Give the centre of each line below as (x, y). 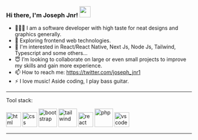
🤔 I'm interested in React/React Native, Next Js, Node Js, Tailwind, (95, 47)
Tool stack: (19, 100)
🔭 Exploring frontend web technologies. (62, 41)
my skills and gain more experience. (58, 66)
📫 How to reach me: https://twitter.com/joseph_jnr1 (77, 72)
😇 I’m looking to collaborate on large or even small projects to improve (100, 60)
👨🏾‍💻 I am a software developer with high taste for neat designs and (96, 28)
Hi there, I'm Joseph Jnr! (42, 15)
